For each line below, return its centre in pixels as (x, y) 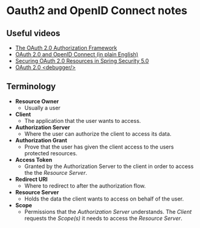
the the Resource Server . (56, 172)
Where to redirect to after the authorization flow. (85, 186)
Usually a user (43, 108)
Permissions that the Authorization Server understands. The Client (108, 211)
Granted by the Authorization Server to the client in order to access (109, 166)
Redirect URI (31, 179)
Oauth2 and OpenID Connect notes (97, 11)
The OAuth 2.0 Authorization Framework (66, 48)
